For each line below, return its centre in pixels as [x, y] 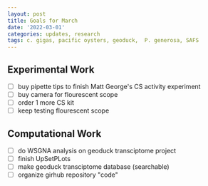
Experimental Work [51, 69]
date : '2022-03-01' [36, 27]
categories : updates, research [54, 34]
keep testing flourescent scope [63, 110]
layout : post [27, 14]
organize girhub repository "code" [68, 175]
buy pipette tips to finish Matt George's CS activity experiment [109, 86]
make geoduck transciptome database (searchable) [93, 167]
